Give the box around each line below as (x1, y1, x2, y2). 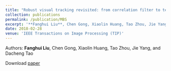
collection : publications (5, 12, 60, 17)
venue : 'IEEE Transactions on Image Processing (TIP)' (5, 31, 124, 36)
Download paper (5, 60, 40, 66)
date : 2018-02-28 (5, 26, 42, 31)
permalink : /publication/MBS (5, 17, 67, 22)
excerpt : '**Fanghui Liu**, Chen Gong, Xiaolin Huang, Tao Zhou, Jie (5, 21, 156, 27)
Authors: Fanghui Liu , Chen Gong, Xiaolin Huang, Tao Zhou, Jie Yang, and (5, 45, 161, 51)
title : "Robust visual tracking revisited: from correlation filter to (5, 7, 160, 13)
